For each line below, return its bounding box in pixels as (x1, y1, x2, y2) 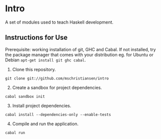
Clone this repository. (12, 66, 56, 72)
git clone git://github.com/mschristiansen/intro (5, 76, 109, 81)
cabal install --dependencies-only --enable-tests (5, 112, 111, 117)
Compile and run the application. (12, 121, 79, 127)
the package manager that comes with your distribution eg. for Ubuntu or (5, 52, 154, 57)
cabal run (5, 130, 26, 135)
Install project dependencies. (12, 103, 71, 109)
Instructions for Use (5, 33, 68, 42)
